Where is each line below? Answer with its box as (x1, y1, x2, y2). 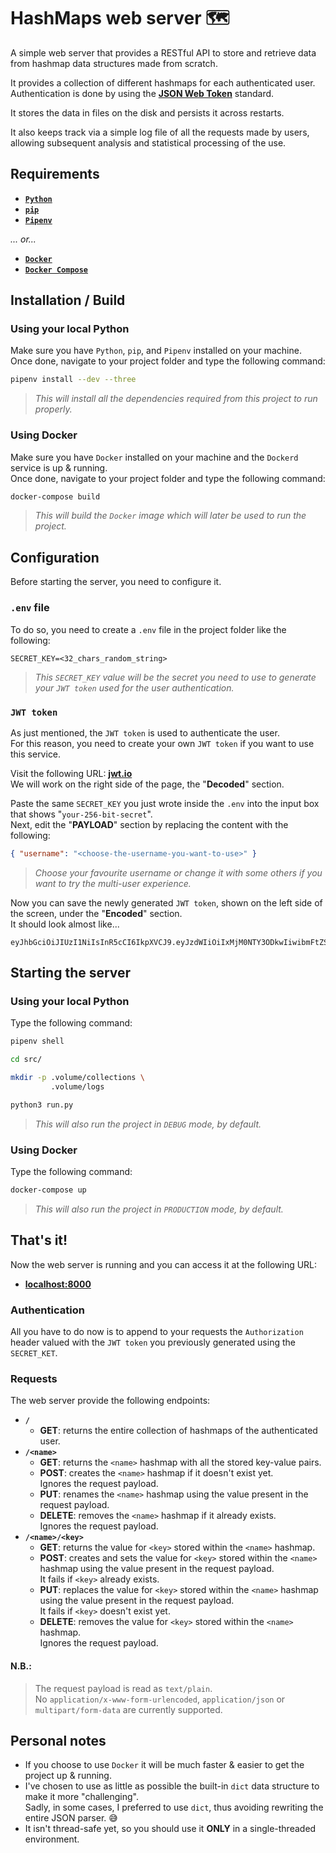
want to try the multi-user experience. (34, 877, 192, 889)
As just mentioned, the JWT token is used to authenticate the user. (10, 726, 280, 739)
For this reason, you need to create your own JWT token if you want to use (10, 737, 315, 749)
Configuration (10, 549, 100, 566)
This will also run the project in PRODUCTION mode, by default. (34, 1203, 284, 1215)
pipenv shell (10, 1036, 65, 1047)
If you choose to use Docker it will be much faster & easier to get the (24, 1759, 305, 1771)
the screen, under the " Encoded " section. (10, 907, 183, 919)
